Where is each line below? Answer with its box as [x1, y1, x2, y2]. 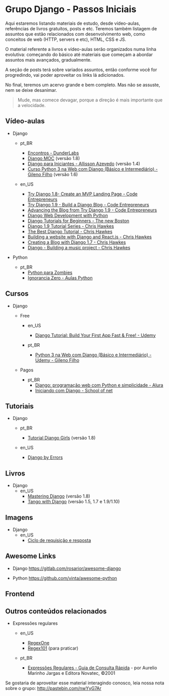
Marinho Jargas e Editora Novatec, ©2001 [27, 670, 116, 676]
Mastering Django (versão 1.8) [27, 493, 90, 499]
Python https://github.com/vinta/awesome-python [12, 575, 118, 581]
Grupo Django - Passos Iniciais [5, 4, 137, 15]
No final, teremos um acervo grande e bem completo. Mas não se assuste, [5, 82, 160, 88]
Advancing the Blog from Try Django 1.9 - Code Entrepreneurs [27, 207, 157, 213]
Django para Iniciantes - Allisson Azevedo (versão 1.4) [27, 160, 140, 167]
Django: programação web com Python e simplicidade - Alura [35, 382, 163, 388]
